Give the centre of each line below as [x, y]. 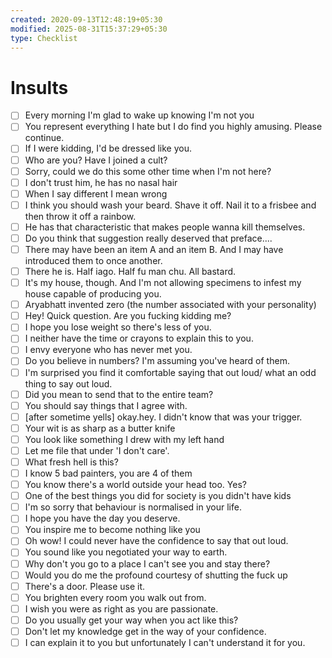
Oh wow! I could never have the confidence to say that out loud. [156, 541]
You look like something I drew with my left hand [124, 439]
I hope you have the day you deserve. [102, 518]
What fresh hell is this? [71, 462]
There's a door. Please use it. [85, 586]
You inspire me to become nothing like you [112, 530]
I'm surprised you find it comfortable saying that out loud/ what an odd [170, 372]
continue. [44, 138]
